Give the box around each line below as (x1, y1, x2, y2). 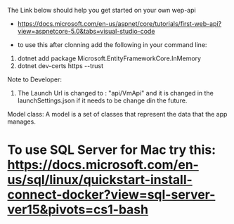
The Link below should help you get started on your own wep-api (7, 6, 196, 14)
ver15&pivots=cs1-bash (7, 202, 149, 218)
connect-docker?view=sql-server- (7, 187, 216, 203)
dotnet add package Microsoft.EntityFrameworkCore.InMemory (17, 54, 202, 62)
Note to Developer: (7, 75, 62, 84)
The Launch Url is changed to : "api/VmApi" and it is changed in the (17, 89, 214, 97)
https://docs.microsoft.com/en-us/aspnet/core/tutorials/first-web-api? (17, 20, 222, 27)
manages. (7, 117, 37, 126)
